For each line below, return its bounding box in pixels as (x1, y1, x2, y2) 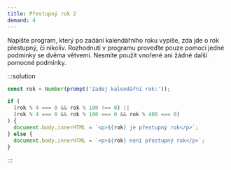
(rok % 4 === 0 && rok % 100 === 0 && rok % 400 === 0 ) (13, 111, 181, 118)
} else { (7, 130, 33, 137)
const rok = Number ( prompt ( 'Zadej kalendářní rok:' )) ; (7, 85, 171, 92)
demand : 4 (7, 17, 36, 24)
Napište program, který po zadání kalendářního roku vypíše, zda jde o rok (7, 36, 219, 44)
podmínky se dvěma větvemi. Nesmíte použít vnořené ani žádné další (7, 50, 208, 59)
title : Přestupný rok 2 (7, 10, 77, 17)
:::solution (7, 71, 36, 80)
